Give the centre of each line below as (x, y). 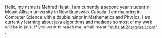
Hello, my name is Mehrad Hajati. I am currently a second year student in (77, 7)
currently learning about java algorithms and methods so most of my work (79, 22)
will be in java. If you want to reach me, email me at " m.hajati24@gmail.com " (81, 27)
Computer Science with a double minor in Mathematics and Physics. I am (78, 17)
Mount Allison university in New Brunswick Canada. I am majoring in (73, 12)
